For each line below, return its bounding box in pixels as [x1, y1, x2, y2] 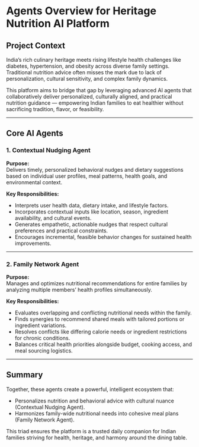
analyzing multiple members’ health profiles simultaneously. [6, 286, 153, 293]
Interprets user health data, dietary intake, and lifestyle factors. [14, 202, 169, 209]
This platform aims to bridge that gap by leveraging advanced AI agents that [6, 87, 192, 93]
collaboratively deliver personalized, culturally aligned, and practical [6, 93, 172, 100]
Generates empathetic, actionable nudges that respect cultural [14, 221, 168, 228]
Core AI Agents [6, 128, 63, 138]
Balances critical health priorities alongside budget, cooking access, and [14, 341, 192, 348]
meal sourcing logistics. [14, 347, 73, 354]
